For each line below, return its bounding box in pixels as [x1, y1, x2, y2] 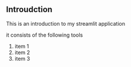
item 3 [14, 55, 31, 62]
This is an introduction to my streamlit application [6, 20, 125, 27]
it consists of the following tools [6, 31, 83, 38]
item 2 [14, 49, 31, 56]
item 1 [14, 43, 29, 50]
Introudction [6, 5, 53, 15]
